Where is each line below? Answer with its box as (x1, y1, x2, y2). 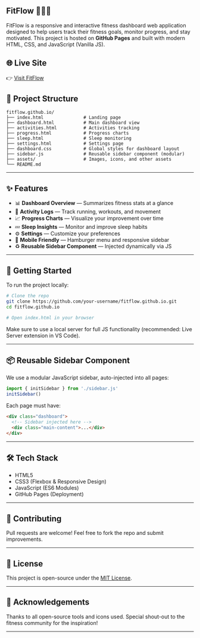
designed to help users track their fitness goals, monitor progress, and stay (6, 28, 190, 35)
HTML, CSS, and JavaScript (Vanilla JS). (6, 41, 105, 48)
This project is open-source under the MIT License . (6, 574, 133, 581)
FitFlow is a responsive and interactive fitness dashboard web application (6, 21, 186, 29)
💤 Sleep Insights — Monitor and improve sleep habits (14, 223, 148, 231)
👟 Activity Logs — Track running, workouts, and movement (14, 208, 161, 215)
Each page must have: (6, 402, 61, 409)
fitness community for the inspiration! (6, 619, 98, 626)
